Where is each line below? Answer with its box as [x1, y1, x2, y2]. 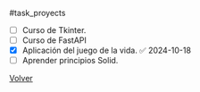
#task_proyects [9, 8, 66, 18]
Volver [9, 73, 33, 84]
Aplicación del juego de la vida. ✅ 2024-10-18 [21, 45, 192, 56]
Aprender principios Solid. [21, 55, 119, 66]
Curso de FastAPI [21, 35, 87, 46]
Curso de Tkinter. [21, 25, 87, 35]
